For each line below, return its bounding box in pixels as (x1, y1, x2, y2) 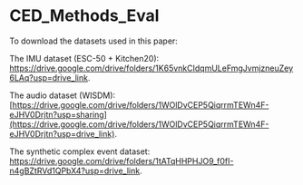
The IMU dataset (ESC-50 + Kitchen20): (9, 53, 160, 63)
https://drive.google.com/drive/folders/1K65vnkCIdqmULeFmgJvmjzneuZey (9, 63, 294, 73)
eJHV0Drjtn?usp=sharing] (9, 109, 107, 120)
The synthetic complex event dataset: (9, 146, 151, 157)
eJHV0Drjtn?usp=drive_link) (9, 128, 115, 139)
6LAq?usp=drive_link (9, 72, 89, 83)
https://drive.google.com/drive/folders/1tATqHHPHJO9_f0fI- (9, 155, 234, 166)
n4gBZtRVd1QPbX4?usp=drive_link (9, 165, 141, 176)
